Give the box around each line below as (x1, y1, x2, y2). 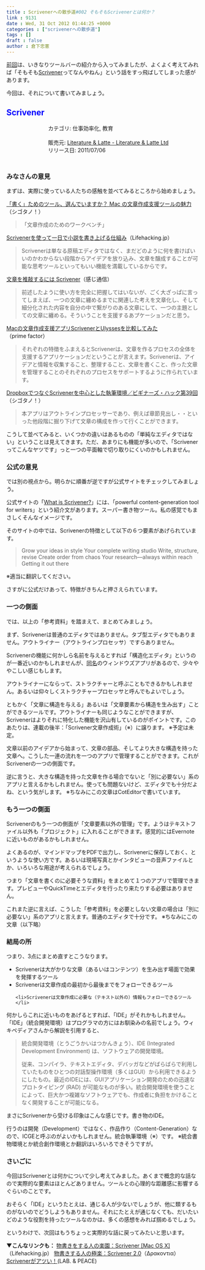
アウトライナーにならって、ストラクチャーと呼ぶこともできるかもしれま (6, 680, 188, 687)
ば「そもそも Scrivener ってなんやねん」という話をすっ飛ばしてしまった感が (6, 68, 196, 76)
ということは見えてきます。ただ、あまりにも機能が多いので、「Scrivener (17, 438, 198, 445)
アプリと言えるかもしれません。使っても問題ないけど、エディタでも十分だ (6, 781, 193, 788)
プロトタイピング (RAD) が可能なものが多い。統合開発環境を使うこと (21, 1083, 195, 1091)
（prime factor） (6, 332, 48, 340)
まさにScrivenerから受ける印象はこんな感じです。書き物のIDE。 (6, 1112, 168, 1120)
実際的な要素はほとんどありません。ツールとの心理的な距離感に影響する (17, 1180, 199, 1187)
